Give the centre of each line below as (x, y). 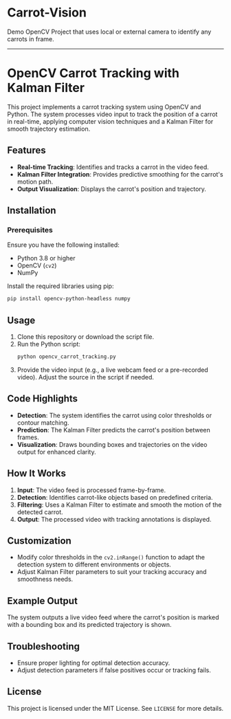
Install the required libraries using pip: (60, 286)
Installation (32, 211)
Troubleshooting (44, 646)
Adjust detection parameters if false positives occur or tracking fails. (114, 670)
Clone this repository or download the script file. (86, 337)
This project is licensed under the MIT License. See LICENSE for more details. (115, 708)
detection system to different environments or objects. (94, 564)
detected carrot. (40, 512)
